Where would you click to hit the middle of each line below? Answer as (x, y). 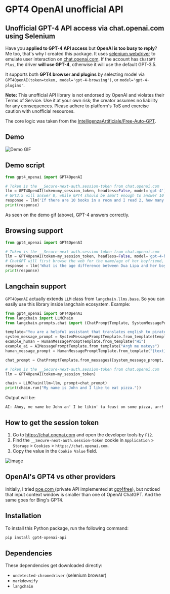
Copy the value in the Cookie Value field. (55, 451)
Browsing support (34, 231)
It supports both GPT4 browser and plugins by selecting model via (75, 74)
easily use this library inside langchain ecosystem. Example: (68, 304)
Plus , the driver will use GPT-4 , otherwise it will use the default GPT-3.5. (81, 64)
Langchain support (36, 287)
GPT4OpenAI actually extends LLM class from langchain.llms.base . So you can (85, 299)
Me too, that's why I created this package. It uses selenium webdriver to (80, 54)
